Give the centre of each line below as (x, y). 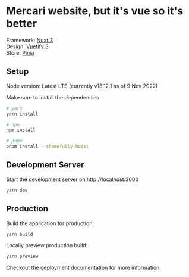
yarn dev (17, 190)
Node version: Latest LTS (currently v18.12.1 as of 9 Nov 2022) (82, 86)
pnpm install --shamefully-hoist (48, 147)
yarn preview (22, 256)
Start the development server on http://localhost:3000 (72, 179)
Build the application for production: (50, 223)
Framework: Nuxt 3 (30, 40)
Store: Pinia (20, 52)
